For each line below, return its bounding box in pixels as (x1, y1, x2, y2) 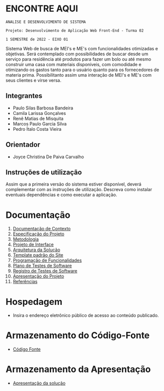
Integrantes (5, 92, 43, 100)
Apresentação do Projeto (12, 273, 64, 279)
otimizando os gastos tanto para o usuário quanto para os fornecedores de (5, 67, 160, 73)
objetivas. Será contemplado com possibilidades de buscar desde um (5, 51, 149, 57)
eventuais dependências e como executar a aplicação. (5, 192, 117, 198)
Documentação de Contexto (12, 226, 71, 232)
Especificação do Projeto (12, 231, 65, 237)
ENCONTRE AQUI (5, 3, 79, 14)
